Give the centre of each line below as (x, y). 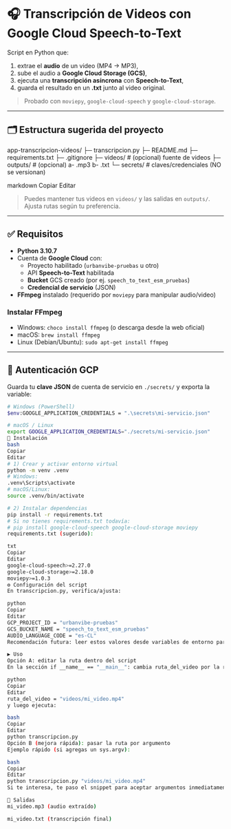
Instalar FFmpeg (35, 313)
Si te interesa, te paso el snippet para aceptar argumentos (97, 788)
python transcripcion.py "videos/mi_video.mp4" (77, 781)
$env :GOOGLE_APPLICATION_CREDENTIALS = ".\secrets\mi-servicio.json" (109, 413)
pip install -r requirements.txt (55, 514)
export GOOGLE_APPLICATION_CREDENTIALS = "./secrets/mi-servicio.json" (109, 432)
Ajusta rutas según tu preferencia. (72, 206)
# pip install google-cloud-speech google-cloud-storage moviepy (102, 527)
